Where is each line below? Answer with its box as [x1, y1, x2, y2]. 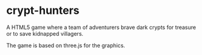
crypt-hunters [6, 4, 80, 18]
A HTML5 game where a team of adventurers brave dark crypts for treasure [6, 24, 197, 31]
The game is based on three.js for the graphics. [6, 42, 125, 49]
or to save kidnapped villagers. [6, 30, 84, 37]
